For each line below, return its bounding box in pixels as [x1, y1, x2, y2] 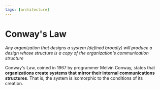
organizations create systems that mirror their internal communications [5, 70, 155, 76]
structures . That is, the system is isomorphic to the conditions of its [5, 75, 143, 81]
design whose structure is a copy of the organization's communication [5, 50, 149, 56]
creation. [5, 80, 23, 86]
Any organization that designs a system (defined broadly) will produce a [5, 45, 153, 51]
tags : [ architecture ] [5, 7, 50, 12]
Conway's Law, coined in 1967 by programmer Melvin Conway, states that [5, 64, 155, 70]
